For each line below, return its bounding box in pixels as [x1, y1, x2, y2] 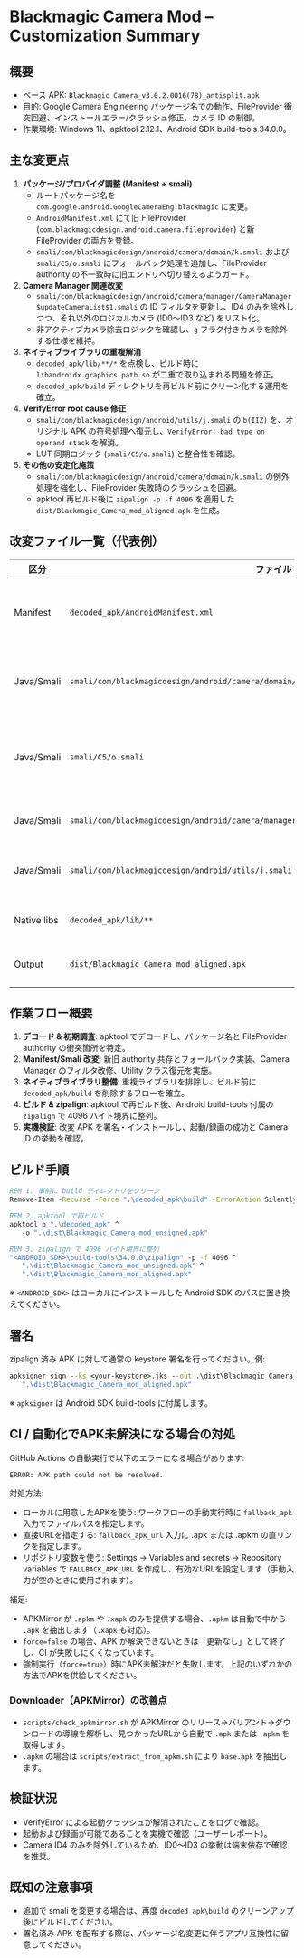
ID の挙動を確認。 [22, 1133, 89, 1144]
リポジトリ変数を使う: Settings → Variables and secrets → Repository [22, 1552, 282, 1562]
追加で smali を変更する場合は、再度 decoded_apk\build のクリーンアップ [22, 1905, 294, 1916]
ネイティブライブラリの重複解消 [22, 346, 142, 357]
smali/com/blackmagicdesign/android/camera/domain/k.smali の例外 [35, 471, 290, 482]
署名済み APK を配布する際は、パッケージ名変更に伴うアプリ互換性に [22, 1928, 281, 1939]
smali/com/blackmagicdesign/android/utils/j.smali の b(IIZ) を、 [35, 414, 286, 425]
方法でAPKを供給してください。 [22, 1669, 142, 1680]
